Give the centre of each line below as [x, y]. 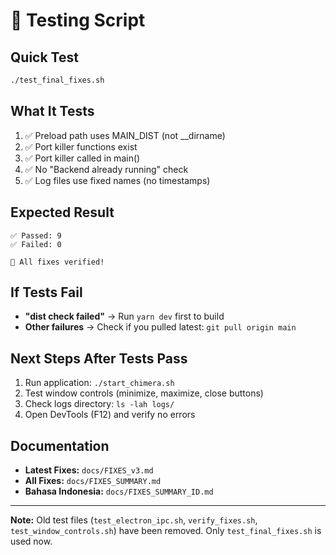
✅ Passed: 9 [36, 235]
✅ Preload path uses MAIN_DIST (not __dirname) [125, 135]
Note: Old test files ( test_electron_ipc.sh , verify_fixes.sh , [134, 520]
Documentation [60, 445]
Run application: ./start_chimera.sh [99, 383]
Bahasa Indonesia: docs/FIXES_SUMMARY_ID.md [119, 491]
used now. [31, 541]
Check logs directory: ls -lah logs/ [99, 404]
